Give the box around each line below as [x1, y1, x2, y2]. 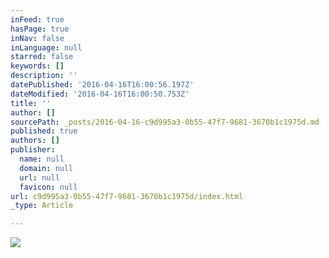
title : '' [10, 98, 52, 108]
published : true [10, 126, 78, 136]
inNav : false [10, 33, 65, 43]
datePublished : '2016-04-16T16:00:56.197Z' [10, 80, 195, 90]
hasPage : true [10, 24, 70, 34]
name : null [19, 154, 65, 164]
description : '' [10, 71, 78, 81]
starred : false [10, 52, 74, 62]
